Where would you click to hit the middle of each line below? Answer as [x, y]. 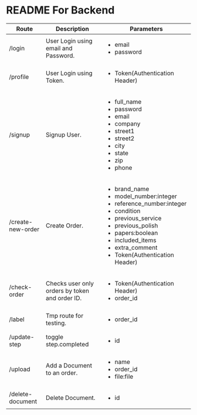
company [128, 124]
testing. [56, 323]
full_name [128, 101]
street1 [125, 131]
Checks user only [70, 283]
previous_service [138, 218]
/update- [22, 336]
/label [17, 319]
